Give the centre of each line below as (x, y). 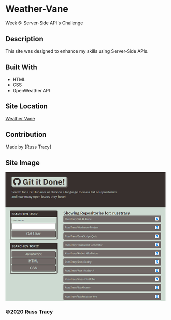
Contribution (26, 135)
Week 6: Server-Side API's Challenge (44, 23)
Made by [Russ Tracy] (28, 147)
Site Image (22, 163)
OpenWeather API (31, 90)
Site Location (27, 106)
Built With (21, 67)
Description (24, 39)
